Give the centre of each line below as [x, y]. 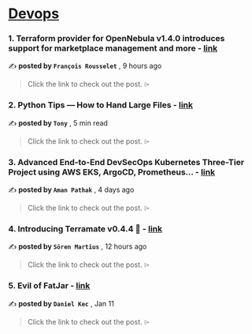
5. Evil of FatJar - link [49, 286]
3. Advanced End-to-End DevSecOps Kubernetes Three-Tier [126, 162]
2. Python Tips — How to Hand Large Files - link [101, 105]
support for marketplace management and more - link [113, 48]
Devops [34, 14]
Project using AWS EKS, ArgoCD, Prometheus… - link [111, 172]
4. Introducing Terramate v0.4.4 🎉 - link [85, 229]
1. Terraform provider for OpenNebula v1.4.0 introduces [117, 39]
